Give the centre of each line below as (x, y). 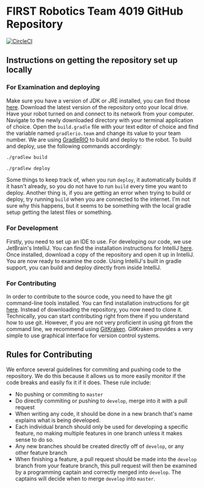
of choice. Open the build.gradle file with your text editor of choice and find (102, 126)
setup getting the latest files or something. (59, 213)
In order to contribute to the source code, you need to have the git (89, 296)
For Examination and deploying (53, 87)
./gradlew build (27, 157)
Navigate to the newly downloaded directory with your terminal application (100, 120)
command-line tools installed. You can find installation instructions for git (98, 303)
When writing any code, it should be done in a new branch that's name (104, 413)
